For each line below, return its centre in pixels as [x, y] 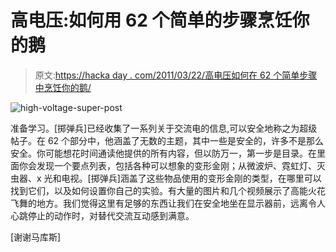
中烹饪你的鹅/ [63, 87]
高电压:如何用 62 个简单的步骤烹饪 [151, 20]
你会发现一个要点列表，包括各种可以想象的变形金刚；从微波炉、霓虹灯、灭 [172, 165]
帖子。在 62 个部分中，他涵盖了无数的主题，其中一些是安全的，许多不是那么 [167, 140]
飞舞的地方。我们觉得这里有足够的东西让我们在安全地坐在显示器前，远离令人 [168, 203]
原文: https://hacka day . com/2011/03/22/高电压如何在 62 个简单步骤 [176, 75]
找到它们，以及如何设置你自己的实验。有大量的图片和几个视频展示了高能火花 [168, 190]
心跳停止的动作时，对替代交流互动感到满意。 [102, 215]
